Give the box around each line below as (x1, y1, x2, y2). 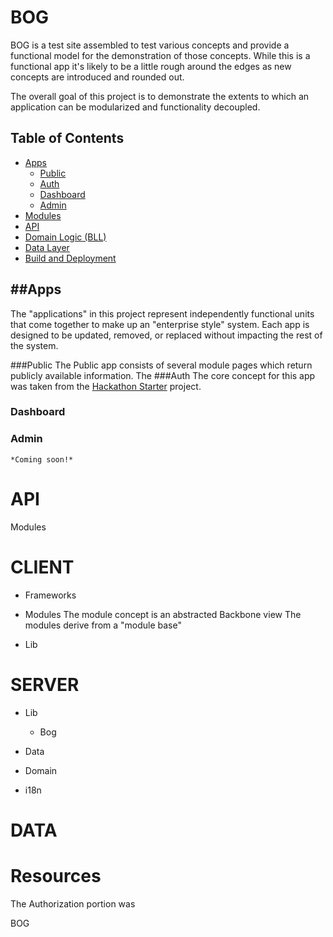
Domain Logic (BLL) (24, 231, 107, 243)
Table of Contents (10, 130, 125, 147)
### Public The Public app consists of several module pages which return (10, 359, 313, 371)
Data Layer (24, 241, 70, 253)
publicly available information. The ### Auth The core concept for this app (10, 369, 316, 381)
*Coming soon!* (10, 454, 74, 465)
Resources (10, 864, 102, 887)
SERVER (10, 673, 80, 696)
